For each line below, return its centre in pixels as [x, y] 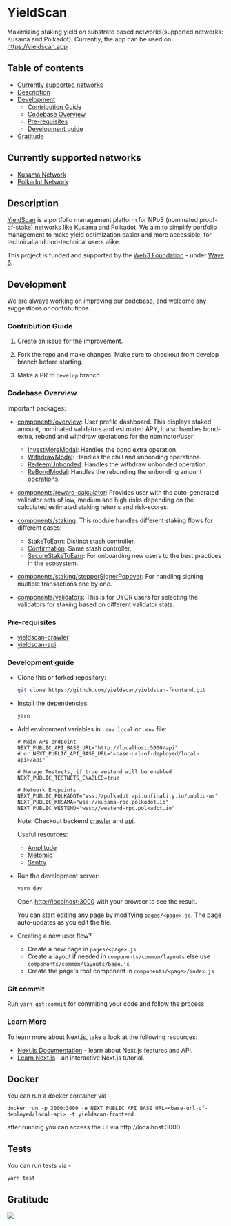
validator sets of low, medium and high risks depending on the [106, 500]
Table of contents [46, 68]
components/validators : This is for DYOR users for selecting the [108, 597]
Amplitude [42, 848]
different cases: [39, 527]
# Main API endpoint [47, 742]
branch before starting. [50, 362]
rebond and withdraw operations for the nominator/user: [115, 436]
